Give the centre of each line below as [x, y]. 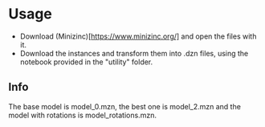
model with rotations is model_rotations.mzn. [82, 115]
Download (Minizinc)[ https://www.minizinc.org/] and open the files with [138, 36]
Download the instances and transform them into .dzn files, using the [134, 53]
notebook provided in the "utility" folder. [86, 62]
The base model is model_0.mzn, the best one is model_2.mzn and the [124, 106]
